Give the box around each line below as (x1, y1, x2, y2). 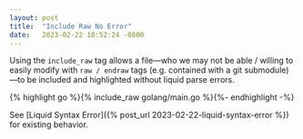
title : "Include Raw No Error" (9, 22, 132, 31)
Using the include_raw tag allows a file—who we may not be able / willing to (9, 55, 294, 66)
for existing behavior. (9, 119, 89, 130)
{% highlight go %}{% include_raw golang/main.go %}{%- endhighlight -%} (9, 92, 295, 103)
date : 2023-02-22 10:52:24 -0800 (9, 30, 145, 39)
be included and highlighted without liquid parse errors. (26, 74, 235, 85)
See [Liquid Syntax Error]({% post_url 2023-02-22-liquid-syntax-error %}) (9, 110, 289, 121)
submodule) (244, 65, 289, 75)
